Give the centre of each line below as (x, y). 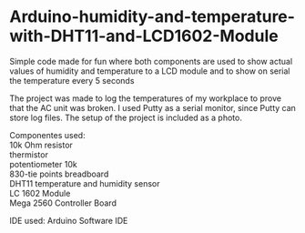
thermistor (29, 154)
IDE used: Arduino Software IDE (69, 220)
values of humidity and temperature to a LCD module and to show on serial (150, 71)
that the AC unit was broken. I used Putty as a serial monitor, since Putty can (152, 107)
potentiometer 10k (43, 164)
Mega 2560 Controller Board (63, 203)
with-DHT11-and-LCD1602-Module (144, 36)
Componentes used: (47, 135)
